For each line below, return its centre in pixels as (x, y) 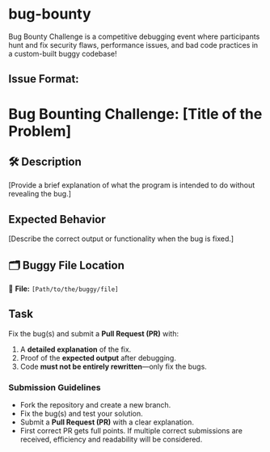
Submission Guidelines (55, 387)
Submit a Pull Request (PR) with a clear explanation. (107, 422)
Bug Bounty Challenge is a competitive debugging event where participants (134, 36)
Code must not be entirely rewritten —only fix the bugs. (114, 366)
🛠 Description (45, 161)
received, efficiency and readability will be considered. (111, 439)
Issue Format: (44, 79)
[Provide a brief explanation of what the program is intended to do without (132, 185)
